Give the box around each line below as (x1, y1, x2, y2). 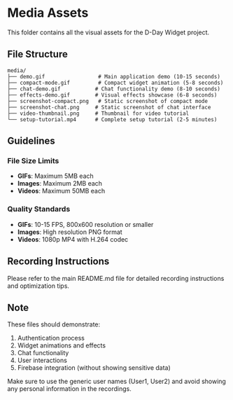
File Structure (7, 48, 68, 60)
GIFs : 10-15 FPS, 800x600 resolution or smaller (17, 220, 154, 228)
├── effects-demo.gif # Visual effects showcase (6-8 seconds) (7, 91, 218, 99)
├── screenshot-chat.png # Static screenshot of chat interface (7, 104, 211, 111)
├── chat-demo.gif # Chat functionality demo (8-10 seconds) (7, 85, 220, 92)
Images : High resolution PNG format (17, 228, 122, 236)
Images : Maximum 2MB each (17, 179, 103, 188)
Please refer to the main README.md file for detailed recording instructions (7, 274, 225, 282)
